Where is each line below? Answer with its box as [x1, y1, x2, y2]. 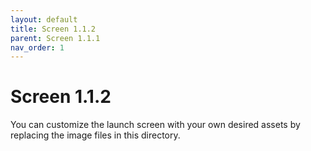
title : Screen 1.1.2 [10, 24, 97, 34]
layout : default [10, 14, 78, 25]
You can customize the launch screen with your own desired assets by [10, 119, 301, 131]
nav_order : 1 [10, 42, 65, 53]
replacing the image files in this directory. [10, 129, 181, 141]
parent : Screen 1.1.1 [10, 33, 101, 43]
